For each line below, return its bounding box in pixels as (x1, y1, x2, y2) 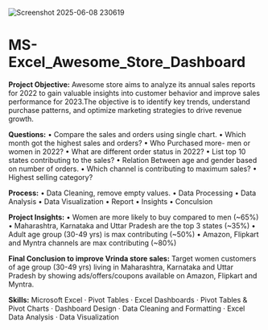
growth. (8, 114, 35, 123)
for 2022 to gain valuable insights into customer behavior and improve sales (8, 88, 260, 98)
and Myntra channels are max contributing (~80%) (8, 238, 177, 248)
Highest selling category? (8, 172, 93, 182)
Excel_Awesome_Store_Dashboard (8, 53, 246, 72)
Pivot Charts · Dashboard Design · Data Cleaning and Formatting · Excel (8, 303, 245, 313)
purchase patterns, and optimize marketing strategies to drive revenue (8, 105, 242, 115)
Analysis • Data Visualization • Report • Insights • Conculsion (8, 196, 213, 206)
